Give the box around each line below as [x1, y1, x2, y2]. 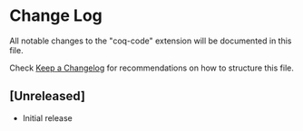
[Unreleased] [9, 89, 86, 104]
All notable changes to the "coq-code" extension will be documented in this [9, 35, 292, 46]
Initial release [22, 112, 73, 123]
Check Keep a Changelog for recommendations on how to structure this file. [9, 62, 295, 73]
